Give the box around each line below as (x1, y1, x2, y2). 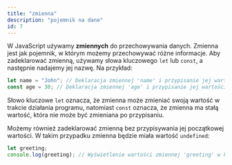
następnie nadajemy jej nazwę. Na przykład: (7, 64, 133, 72)
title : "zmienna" (7, 10, 57, 17)
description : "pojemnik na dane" (7, 17, 104, 23)
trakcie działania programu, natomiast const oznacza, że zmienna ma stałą (7, 104, 219, 112)
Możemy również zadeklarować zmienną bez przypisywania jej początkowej (7, 124, 224, 133)
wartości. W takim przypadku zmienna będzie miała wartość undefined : (7, 132, 210, 140)
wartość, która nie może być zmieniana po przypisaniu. (7, 111, 164, 119)
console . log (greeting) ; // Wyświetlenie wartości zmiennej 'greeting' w (7, 151, 221, 158)
